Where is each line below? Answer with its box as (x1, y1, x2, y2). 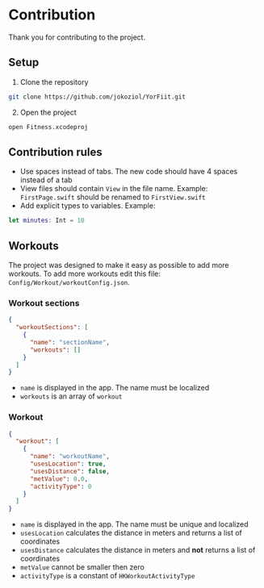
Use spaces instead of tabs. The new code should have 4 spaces (19, 167, 238, 177)
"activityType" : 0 (29, 482, 92, 490)
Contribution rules (8, 145, 103, 159)
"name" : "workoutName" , (29, 452, 111, 461)
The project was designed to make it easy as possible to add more (8, 261, 229, 269)
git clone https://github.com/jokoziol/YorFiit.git (8, 93, 186, 101)
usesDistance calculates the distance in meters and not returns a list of (19, 545, 256, 555)
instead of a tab (19, 175, 73, 185)
